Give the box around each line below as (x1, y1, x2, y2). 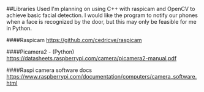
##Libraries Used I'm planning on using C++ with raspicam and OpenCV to (6, 5, 195, 12)
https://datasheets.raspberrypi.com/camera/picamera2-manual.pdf (6, 55, 177, 62)
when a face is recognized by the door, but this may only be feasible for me (6, 18, 197, 25)
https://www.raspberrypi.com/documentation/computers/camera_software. (6, 73, 197, 80)
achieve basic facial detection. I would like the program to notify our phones (6, 12, 198, 19)
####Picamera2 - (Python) (6, 48, 75, 55)
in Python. (6, 24, 32, 32)
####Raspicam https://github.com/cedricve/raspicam (6, 37, 142, 43)
